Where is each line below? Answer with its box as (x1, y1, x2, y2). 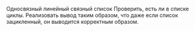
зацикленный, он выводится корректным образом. (6, 18, 139, 25)
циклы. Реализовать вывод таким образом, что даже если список (6, 12, 179, 19)
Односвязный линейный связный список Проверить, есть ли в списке (6, 5, 190, 12)
